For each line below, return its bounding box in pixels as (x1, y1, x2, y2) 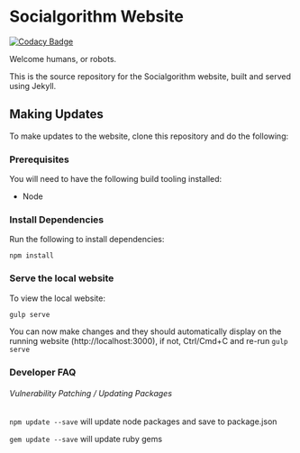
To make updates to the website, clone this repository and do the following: (9, 131, 289, 141)
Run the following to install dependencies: (9, 234, 165, 245)
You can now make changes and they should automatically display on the (9, 326, 282, 337)
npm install (9, 251, 54, 260)
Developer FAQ (9, 366, 77, 378)
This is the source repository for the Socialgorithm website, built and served (9, 70, 291, 82)
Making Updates (9, 106, 104, 122)
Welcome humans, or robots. (9, 53, 117, 64)
